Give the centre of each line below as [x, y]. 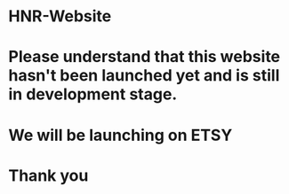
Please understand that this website [144, 57]
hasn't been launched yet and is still [144, 76]
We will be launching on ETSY [120, 135]
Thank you [48, 175]
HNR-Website [60, 16]
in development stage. [93, 94]
